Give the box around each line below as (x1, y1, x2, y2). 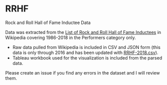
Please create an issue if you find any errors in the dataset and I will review (5, 69, 160, 75)
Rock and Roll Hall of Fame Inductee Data (5, 19, 91, 25)
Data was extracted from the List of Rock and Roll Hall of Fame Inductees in (5, 29, 161, 35)
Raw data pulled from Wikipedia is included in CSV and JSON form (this (12, 44, 160, 50)
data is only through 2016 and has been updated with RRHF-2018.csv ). (12, 49, 159, 55)
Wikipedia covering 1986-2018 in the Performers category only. (5, 34, 136, 40)
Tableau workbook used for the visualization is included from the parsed (12, 54, 162, 60)
